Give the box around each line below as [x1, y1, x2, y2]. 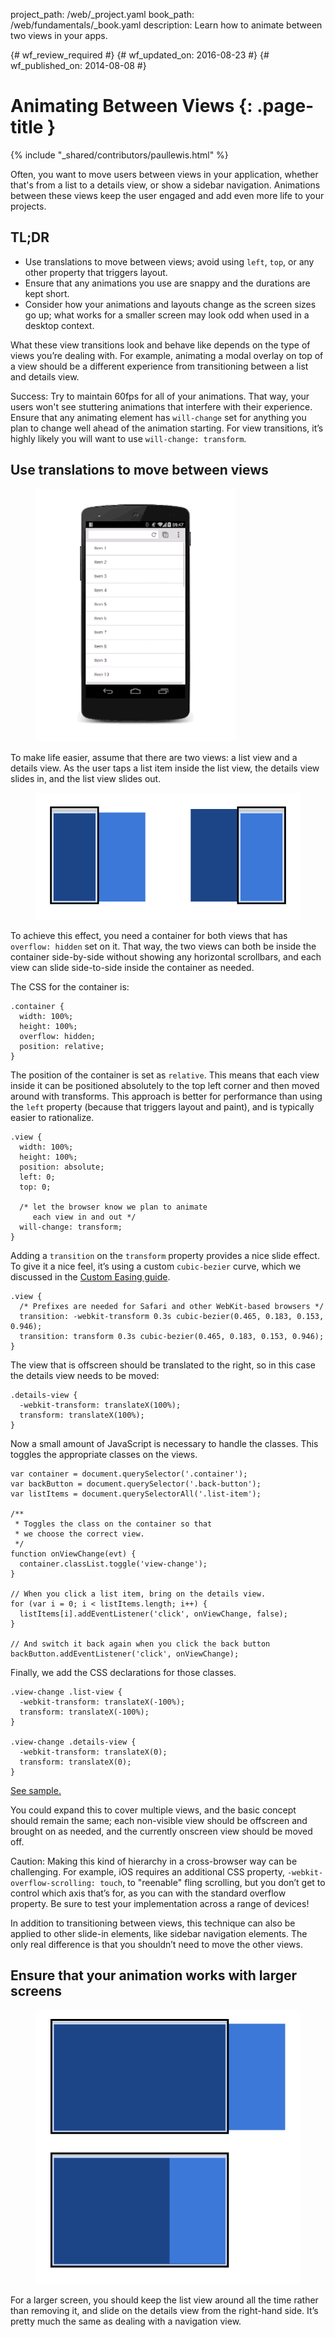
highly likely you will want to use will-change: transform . [10, 432, 247, 444]
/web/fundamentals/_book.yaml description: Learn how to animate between [10, 19, 323, 31]
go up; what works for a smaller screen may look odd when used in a [24, 309, 310, 321]
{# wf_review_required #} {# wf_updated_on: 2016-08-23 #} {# [10, 49, 270, 61]
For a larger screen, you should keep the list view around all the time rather [10, 2294, 319, 2306]
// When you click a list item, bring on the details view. [10, 1589, 267, 1599]
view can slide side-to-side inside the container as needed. [10, 961, 255, 973]
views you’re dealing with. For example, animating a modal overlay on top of [10, 349, 324, 361]
